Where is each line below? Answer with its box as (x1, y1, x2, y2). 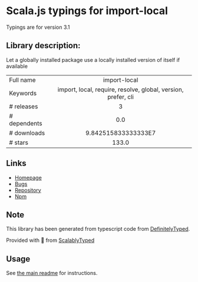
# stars (9, 138, 28, 147)
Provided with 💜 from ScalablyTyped (6, 237, 95, 244)
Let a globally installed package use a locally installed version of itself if (6, 56, 180, 63)
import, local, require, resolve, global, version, (57, 85, 184, 94)
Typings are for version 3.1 (6, 24, 70, 31)
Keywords (9, 89, 37, 97)
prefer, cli (107, 92, 134, 101)
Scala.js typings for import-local (6, 4, 168, 18)
